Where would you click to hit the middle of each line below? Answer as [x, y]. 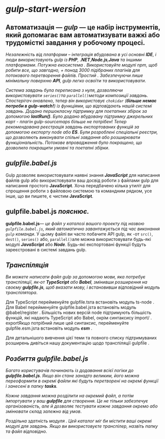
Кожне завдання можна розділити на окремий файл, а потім [70, 396]
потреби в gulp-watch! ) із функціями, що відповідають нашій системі [79, 106]
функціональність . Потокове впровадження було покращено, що [74, 142]
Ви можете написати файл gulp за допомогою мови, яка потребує [76, 277]
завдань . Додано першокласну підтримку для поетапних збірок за [76, 111]
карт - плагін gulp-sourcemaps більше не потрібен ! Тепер [66, 121]
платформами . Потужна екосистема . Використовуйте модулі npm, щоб [82, 65]
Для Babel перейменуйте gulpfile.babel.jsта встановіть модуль [71, 307]
